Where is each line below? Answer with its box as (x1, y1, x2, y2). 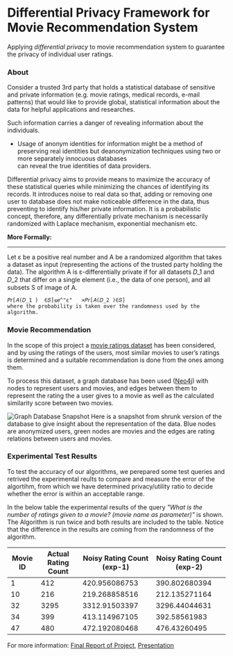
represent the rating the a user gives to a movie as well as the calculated (7, 391, 214, 400)
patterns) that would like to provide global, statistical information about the (7, 98, 221, 106)
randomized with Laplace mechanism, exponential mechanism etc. (7, 220, 198, 228)
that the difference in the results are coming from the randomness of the (7, 525, 214, 533)
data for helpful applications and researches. (7, 106, 135, 114)
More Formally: (7, 233, 52, 241)
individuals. (7, 126, 40, 135)
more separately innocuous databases (17, 154, 127, 163)
